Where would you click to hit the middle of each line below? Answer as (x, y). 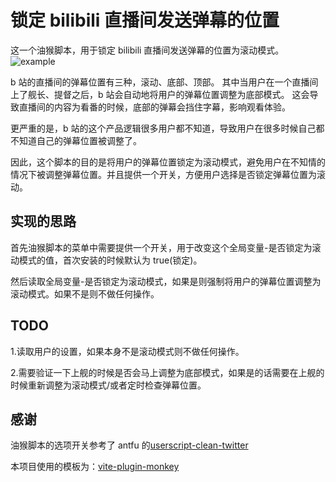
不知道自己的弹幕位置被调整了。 (76, 140)
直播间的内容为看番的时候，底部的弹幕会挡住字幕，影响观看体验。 (154, 107)
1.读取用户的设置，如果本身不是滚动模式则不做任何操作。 (127, 351)
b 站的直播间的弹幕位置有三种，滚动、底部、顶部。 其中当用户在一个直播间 (164, 82)
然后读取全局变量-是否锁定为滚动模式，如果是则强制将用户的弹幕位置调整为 (166, 281)
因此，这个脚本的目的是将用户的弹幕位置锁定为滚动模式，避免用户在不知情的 (168, 162)
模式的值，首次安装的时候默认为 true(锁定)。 (110, 260)
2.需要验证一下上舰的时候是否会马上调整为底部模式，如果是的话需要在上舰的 (167, 372)
